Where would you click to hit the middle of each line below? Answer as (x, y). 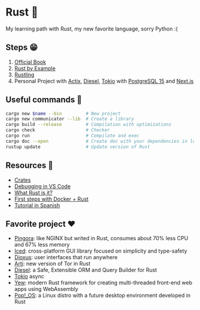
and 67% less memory (42, 245)
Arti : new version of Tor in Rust (52, 264)
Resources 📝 (30, 166)
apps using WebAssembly (46, 289)
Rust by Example (35, 68)
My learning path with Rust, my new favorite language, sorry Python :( (92, 29)
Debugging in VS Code (42, 186)
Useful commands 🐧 (44, 100)
